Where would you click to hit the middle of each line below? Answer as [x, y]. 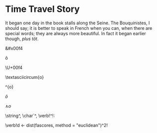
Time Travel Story [43, 9]
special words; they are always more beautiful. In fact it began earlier [76, 33]
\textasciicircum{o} [25, 77]
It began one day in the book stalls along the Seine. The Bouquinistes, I [78, 23]
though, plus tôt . [22, 39]
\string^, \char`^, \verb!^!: [30, 116]
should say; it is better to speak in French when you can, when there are [79, 28]
